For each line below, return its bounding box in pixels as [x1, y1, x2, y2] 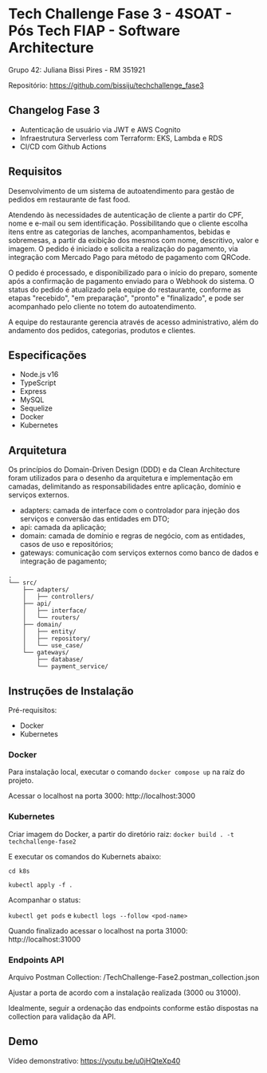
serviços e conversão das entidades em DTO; [19, 514, 170, 524]
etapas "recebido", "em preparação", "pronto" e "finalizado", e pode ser [8, 293, 245, 303]
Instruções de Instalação [8, 684, 134, 698]
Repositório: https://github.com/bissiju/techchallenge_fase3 [8, 81, 205, 90]
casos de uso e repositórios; [19, 540, 114, 549]
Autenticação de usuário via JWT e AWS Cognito [19, 124, 181, 134]
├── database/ [37, 655, 84, 664]
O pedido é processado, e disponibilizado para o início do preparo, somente [8, 268, 257, 277]
